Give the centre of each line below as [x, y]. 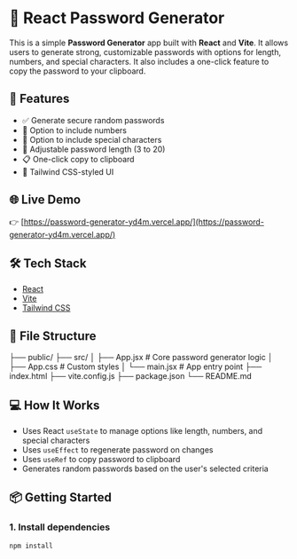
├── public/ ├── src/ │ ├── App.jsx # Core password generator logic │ [141, 358]
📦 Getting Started [61, 497]
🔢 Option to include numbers [74, 130]
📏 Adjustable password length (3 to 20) [94, 149]
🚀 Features [39, 99]
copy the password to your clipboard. [78, 71]
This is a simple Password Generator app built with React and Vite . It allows [149, 43]
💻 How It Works [55, 405]
